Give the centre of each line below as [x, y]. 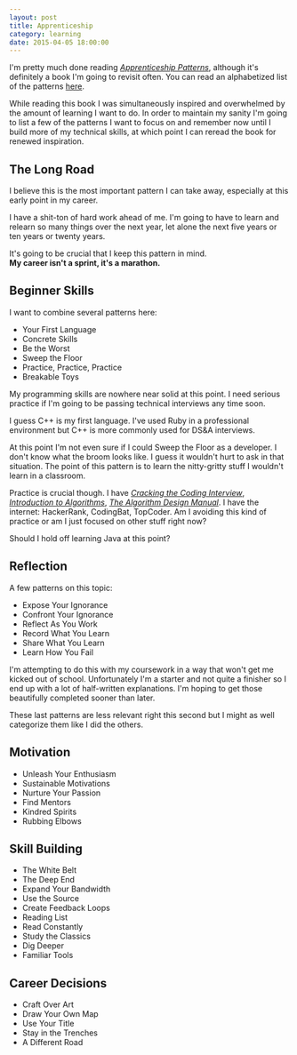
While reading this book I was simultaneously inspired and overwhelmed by [148, 104]
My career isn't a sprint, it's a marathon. [85, 263]
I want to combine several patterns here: [83, 312]
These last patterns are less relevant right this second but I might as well [142, 715]
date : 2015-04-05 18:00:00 [59, 42]
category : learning [45, 34]
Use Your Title [48, 1024]
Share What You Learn [63, 643]
